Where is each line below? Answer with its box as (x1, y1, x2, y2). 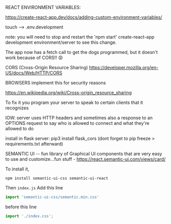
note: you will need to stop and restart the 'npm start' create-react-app (5, 34, 155, 40)
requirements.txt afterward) (5, 141, 63, 147)
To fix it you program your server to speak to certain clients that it (5, 99, 143, 105)
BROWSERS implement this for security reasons (5, 80, 106, 86)
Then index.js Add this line (5, 185, 63, 190)
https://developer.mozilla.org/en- (89, 65, 159, 70)
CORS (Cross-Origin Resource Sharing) (5, 65, 88, 70)
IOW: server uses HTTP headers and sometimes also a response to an (5, 115, 153, 121)
